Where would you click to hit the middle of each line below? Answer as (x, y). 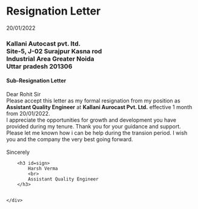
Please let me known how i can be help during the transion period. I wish (97, 133)
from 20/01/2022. (28, 114)
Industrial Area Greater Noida (50, 59)
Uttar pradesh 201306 (39, 66)
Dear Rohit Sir (24, 95)
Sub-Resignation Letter (36, 81)
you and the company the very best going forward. (70, 139)
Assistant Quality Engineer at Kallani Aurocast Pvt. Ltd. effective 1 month (99, 107)
